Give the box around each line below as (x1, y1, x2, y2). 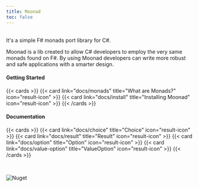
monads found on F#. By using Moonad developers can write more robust (6, 54, 186, 61)
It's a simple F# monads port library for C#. (6, 37, 111, 44)
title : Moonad (6, 8, 41, 15)
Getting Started (6, 74, 46, 81)
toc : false (6, 14, 33, 20)
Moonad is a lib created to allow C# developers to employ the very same (6, 48, 183, 55)
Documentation (6, 113, 46, 120)
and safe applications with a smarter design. (6, 60, 114, 68)
